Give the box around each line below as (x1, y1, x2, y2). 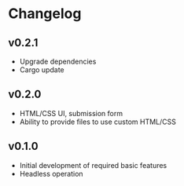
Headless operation (19, 169, 84, 178)
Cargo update (19, 65, 64, 75)
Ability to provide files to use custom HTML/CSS (19, 117, 177, 126)
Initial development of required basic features (19, 160, 167, 170)
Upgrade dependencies (19, 57, 97, 66)
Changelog (8, 5, 82, 23)
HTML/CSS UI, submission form (19, 108, 123, 118)
